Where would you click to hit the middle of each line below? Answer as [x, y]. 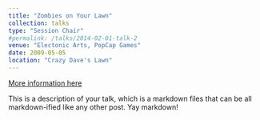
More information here [45, 83]
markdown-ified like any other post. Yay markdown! [93, 107]
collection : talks [39, 23]
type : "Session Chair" [46, 30]
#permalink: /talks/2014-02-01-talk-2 [73, 38]
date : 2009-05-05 [37, 53]
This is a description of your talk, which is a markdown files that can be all [130, 98]
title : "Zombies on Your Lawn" [60, 16]
